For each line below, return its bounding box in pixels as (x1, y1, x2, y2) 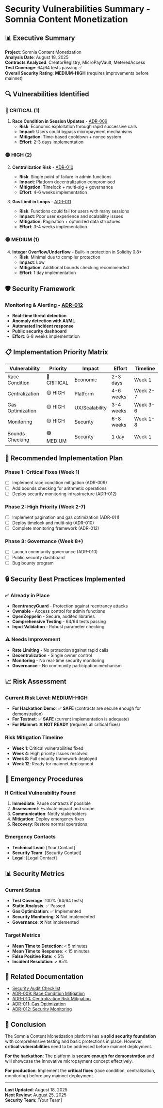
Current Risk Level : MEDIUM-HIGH (5, 694, 88, 701)
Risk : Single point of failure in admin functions (19, 174, 112, 179)
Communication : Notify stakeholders (12, 811, 87, 817)
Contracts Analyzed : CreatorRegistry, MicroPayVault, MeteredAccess (5, 59, 146, 65)
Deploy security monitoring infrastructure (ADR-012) (12, 491, 117, 497)
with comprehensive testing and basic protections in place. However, (5, 1038, 143, 1044)
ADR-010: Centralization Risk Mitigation (12, 996, 91, 1002)
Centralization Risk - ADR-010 (12, 164, 74, 170)
